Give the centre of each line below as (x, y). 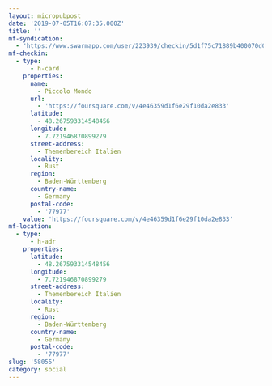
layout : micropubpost (45, 16)
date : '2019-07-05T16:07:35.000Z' (67, 23)
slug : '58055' (32, 362)
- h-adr (43, 242)
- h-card (45, 69)
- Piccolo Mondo (65, 91)
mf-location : (30, 227)
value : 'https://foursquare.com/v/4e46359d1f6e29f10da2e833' (128, 219)
